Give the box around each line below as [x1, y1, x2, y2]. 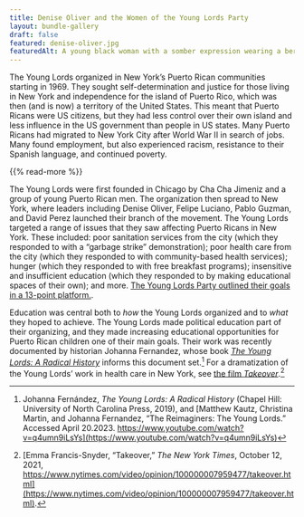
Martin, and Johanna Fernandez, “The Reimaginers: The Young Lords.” [22, 413, 287, 424]
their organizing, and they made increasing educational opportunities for [9, 327, 280, 338]
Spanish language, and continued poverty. [9, 148, 167, 159]
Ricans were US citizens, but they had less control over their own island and [9, 110, 292, 121]
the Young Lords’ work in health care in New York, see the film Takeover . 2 [9, 366, 285, 378]
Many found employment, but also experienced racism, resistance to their [9, 139, 285, 150]
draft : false [9, 30, 59, 39]
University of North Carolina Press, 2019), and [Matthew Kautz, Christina [22, 404, 293, 415]
